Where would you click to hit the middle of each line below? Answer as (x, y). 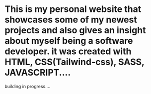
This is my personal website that (73, 9)
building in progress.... (28, 86)
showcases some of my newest (71, 20)
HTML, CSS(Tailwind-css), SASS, (75, 62)
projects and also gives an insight (75, 30)
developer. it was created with (68, 51)
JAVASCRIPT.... (38, 73)
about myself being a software (69, 41)
